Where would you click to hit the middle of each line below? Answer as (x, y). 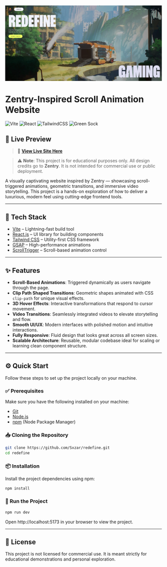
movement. (24, 309)
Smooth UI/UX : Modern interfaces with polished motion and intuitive (83, 325)
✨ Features (23, 271)
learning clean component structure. (50, 346)
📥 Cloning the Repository (37, 435)
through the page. (31, 288)
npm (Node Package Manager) (44, 422)
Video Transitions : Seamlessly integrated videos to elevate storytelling (85, 314)
